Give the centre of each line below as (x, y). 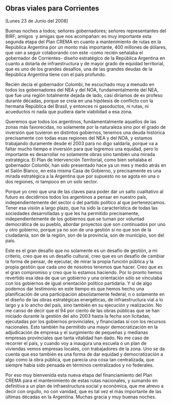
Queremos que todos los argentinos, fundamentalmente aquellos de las (81, 121)
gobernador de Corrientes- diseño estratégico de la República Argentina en (85, 58)
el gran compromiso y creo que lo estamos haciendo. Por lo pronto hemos (84, 272)
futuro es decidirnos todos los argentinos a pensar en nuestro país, (76, 197)
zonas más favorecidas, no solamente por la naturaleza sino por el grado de (85, 127)
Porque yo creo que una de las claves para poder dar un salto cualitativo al (84, 191)
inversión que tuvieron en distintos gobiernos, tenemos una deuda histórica (85, 132)
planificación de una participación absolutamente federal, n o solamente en (85, 294)
